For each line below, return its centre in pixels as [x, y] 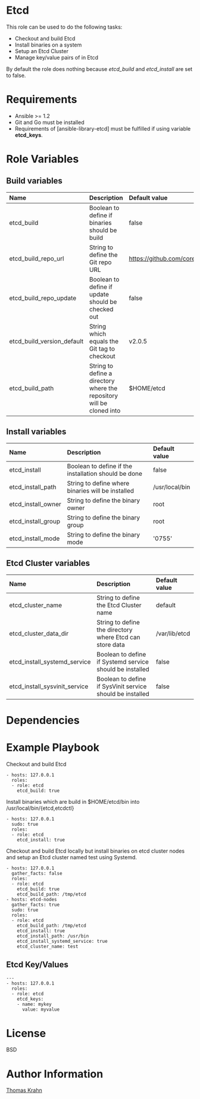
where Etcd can [119, 637]
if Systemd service [123, 661]
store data [111, 645]
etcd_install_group [35, 521]
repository [104, 395]
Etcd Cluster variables [48, 563]
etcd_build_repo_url [37, 258]
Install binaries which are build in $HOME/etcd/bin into [73, 801]
